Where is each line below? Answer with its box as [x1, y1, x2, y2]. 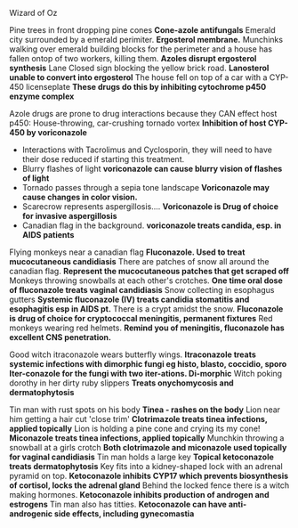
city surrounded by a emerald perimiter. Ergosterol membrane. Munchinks [9, 35, 283, 45]
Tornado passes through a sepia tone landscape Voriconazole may [21, 183, 270, 192]
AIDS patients [21, 230, 75, 240]
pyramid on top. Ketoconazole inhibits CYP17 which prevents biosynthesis [9, 471, 289, 481]
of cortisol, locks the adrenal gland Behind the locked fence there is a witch [9, 480, 290, 491]
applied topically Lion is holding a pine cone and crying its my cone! [9, 423, 261, 434]
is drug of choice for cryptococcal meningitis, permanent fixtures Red [9, 313, 273, 323]
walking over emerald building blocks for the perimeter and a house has [9, 44, 273, 54]
